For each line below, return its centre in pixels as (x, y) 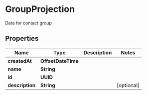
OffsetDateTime (59, 61)
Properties (22, 39)
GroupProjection (40, 9)
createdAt (20, 61)
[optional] (128, 85)
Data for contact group (29, 23)
